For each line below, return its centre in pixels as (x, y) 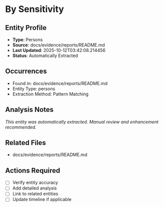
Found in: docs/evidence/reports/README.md (60, 83)
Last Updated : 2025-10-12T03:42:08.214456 (59, 50)
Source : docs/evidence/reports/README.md (58, 45)
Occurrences (26, 71)
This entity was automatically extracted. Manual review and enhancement (82, 121)
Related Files (26, 143)
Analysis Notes (29, 110)
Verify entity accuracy (35, 182)
